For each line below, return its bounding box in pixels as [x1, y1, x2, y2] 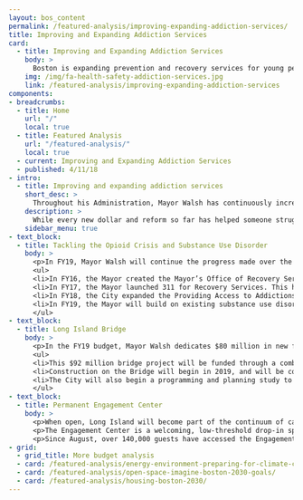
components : [8, 89, 53, 98]
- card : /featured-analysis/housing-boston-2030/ [16, 476, 207, 486]
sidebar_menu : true [24, 224, 99, 233]
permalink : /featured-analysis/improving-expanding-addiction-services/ [8, 22, 289, 31]
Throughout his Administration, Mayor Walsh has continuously [32, 198, 272, 208]
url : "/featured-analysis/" [24, 139, 130, 149]
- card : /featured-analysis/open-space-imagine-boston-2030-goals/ [16, 468, 277, 477]
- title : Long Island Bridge [16, 325, 127, 334]
